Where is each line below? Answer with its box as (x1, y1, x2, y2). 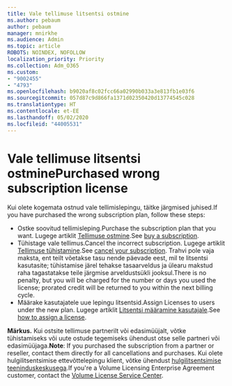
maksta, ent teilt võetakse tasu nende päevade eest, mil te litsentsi (17, 254, 208, 262)
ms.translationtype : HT (7, 101, 77, 108)
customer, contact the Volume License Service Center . (7, 371, 164, 380)
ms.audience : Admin (7, 36, 64, 43)
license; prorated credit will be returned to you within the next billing (17, 283, 214, 292)
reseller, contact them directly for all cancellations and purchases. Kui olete (7, 349, 223, 357)
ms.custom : (7, 68, 39, 75)
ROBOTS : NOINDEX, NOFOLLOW (7, 50, 86, 57)
